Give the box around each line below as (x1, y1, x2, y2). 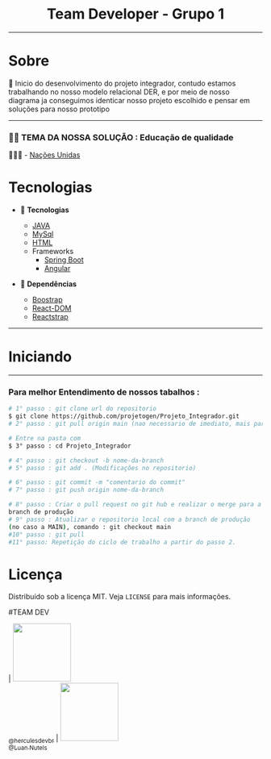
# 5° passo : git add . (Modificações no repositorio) (8, 464, 197, 472)
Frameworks (31, 247, 74, 256)
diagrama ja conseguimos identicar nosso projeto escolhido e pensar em (8, 95, 250, 105)
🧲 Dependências (19, 279, 77, 289)
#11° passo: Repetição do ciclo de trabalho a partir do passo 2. (8, 538, 236, 546)
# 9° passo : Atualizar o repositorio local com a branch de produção (8, 515, 251, 523)
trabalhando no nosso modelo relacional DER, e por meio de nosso (8, 86, 230, 97)
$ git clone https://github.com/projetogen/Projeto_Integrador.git (8, 412, 240, 420)
